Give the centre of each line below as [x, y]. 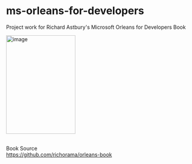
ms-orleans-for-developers [75, 11]
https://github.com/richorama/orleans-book [59, 155]
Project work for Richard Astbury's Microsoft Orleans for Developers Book [96, 27]
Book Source [22, 148]
